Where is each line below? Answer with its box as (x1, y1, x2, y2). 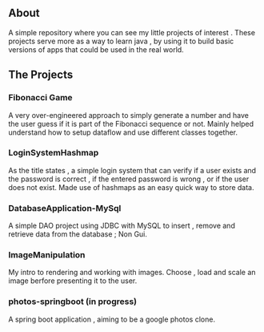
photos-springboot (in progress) (8, 296, 138, 307)
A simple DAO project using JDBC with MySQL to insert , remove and (8, 221, 236, 231)
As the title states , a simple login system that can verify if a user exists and (8, 165, 257, 175)
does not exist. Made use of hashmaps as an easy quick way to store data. (8, 182, 254, 192)
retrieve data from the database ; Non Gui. (8, 229, 148, 239)
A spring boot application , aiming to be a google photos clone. (8, 314, 216, 324)
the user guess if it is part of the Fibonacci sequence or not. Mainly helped (8, 119, 254, 128)
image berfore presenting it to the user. (8, 276, 138, 285)
